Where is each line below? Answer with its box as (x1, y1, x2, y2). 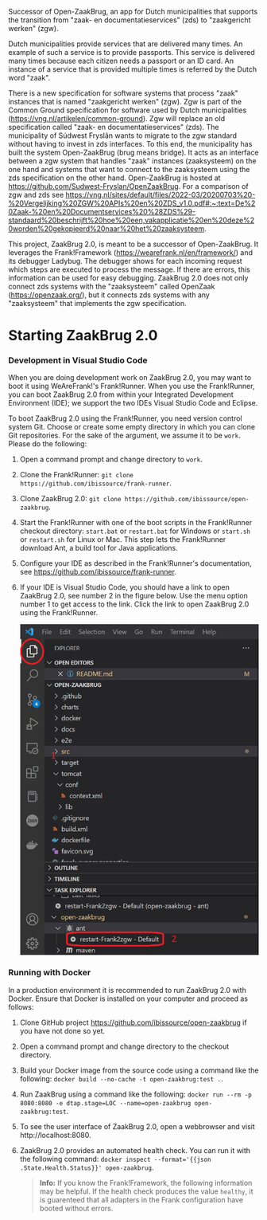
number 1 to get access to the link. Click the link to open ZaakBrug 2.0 (19, 599, 250, 609)
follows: (8, 1002, 34, 1011)
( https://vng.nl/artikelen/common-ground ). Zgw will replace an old (8, 114, 225, 123)
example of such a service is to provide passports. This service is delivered (8, 48, 256, 57)
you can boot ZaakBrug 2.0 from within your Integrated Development (8, 390, 234, 399)
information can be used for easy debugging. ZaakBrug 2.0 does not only (8, 273, 249, 282)
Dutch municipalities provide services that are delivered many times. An (8, 39, 243, 49)
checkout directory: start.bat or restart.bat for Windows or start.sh (19, 526, 251, 536)
